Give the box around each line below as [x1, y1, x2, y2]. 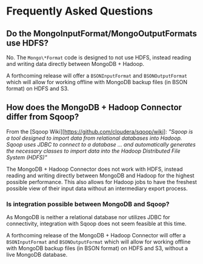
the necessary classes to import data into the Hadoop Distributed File [6, 147, 181, 154]
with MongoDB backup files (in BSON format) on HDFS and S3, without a [6, 245, 188, 252]
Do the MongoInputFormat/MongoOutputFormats [6, 28, 198, 39]
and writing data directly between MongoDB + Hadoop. [6, 61, 144, 67]
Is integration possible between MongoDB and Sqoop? [6, 200, 170, 208]
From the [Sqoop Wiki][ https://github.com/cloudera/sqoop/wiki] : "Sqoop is [6, 128, 193, 135]
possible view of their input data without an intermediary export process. [6, 185, 188, 192]
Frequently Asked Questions [6, 4, 153, 18]
